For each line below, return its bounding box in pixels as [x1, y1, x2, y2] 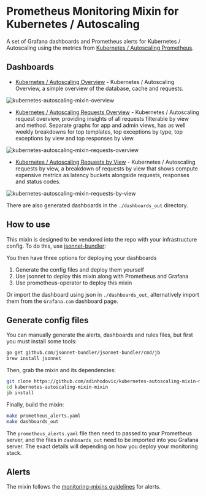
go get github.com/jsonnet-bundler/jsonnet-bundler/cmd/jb [6, 349, 161, 356]
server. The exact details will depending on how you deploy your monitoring [6, 443, 198, 450]
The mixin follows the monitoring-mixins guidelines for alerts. [6, 483, 161, 490]
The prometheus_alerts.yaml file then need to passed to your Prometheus [6, 429, 192, 437]
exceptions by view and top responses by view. [15, 134, 135, 142]
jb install [6, 389, 34, 396]
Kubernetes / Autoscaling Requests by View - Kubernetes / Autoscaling [15, 158, 196, 166]
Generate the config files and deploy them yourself [15, 265, 144, 273]
